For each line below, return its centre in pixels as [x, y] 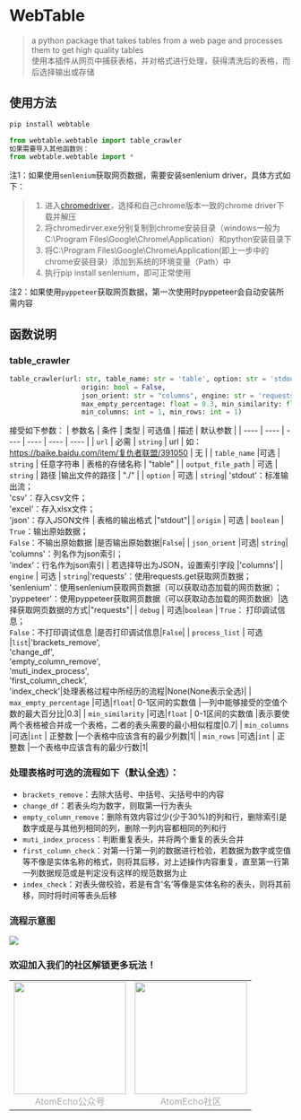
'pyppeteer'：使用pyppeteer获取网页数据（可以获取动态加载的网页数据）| [145, 599]
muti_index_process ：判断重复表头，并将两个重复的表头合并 [133, 839]
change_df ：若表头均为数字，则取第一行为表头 [107, 805]
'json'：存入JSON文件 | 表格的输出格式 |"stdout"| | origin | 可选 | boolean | [146, 521]
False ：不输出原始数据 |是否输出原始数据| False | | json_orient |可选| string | [149, 543]
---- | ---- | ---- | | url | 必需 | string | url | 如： [114, 442]
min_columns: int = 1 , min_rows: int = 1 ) [162, 412]
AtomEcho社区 [191, 1102]
